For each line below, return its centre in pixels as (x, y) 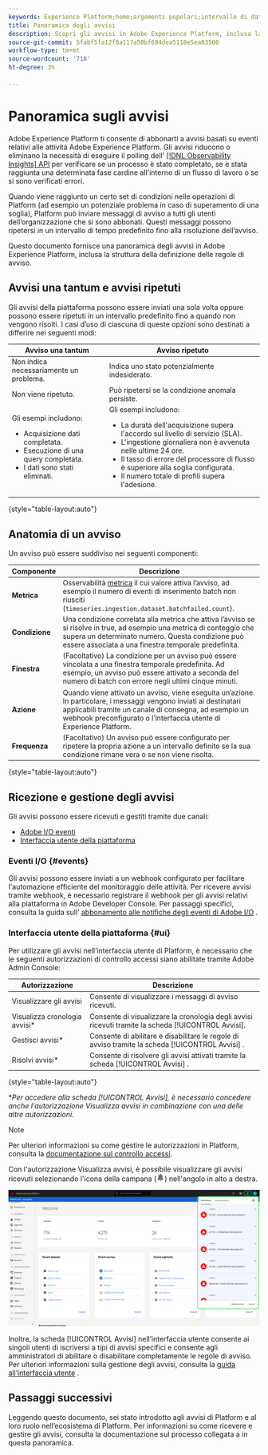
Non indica (30, 362)
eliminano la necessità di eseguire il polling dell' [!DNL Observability (120, 155)
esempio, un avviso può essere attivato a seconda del (151, 673)
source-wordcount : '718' (49, 59)
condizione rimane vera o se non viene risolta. (138, 754)
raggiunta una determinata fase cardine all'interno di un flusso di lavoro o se (134, 172)
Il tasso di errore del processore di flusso (188, 458)
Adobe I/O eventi (47, 832)
